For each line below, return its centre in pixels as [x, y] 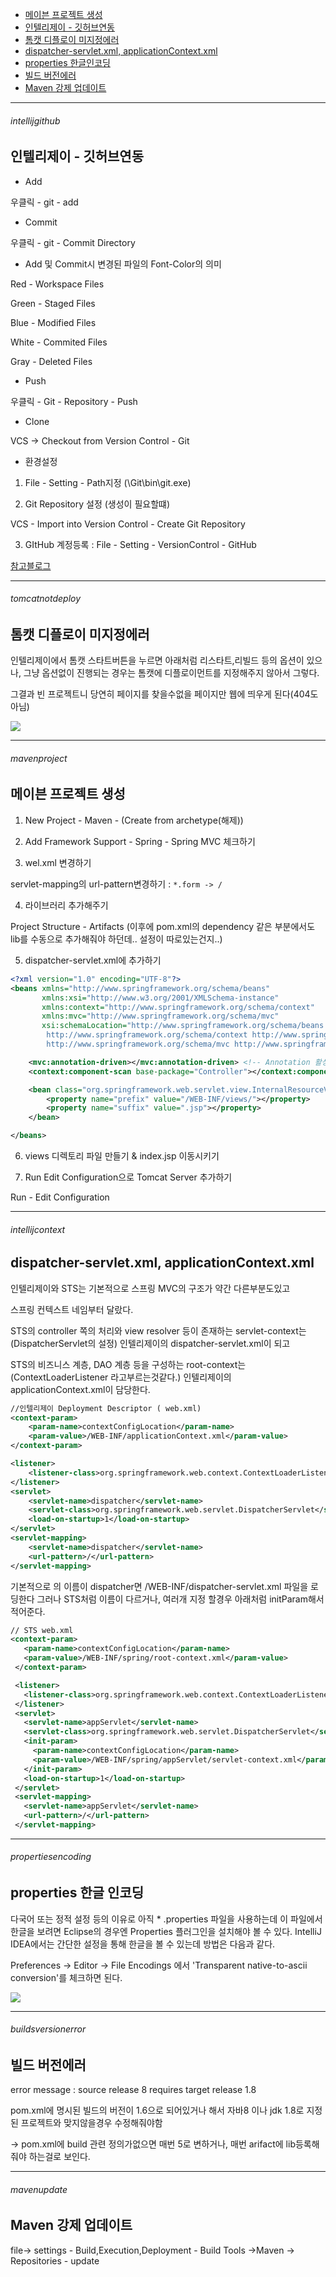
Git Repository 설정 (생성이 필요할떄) [97, 504]
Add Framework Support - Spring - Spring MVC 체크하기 [140, 841]
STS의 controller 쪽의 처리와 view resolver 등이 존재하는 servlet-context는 [158, 1330]
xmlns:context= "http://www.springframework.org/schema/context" [178, 1007]
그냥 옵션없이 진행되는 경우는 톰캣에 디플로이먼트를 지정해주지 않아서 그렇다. [171, 673]
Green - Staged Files [53, 303]
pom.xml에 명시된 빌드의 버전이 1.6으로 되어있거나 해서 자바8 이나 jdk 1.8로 [157, 2110]
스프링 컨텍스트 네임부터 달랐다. [72, 1309]
